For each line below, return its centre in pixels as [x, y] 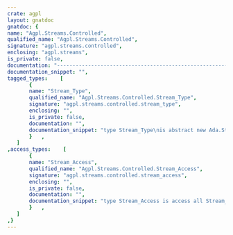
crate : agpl [24, 14]
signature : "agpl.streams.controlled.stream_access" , [108, 175]
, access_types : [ [37, 149]
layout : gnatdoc [31, 20]
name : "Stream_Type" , [60, 91]
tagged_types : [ [35, 78]
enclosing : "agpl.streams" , [48, 53]
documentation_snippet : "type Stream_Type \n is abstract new [118, 130]
